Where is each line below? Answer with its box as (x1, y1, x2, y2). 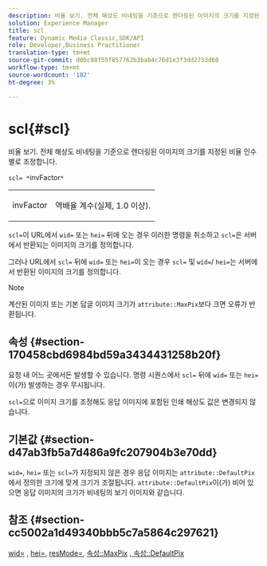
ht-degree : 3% (8, 78, 56, 86)
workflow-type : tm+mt (8, 64, 80, 72)
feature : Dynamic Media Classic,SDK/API (8, 33, 145, 42)
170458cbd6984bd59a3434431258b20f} (8, 348, 222, 361)
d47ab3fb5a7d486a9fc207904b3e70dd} (8, 446, 218, 459)
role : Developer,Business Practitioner (8, 41, 141, 49)
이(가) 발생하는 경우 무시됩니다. (8, 380, 105, 390)
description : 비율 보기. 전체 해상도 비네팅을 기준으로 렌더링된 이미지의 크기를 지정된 (8, 11, 260, 20)
